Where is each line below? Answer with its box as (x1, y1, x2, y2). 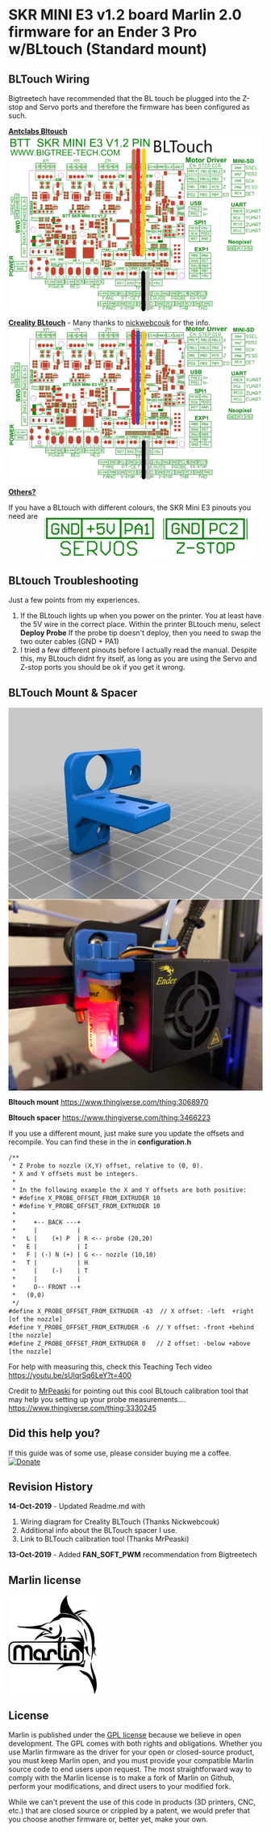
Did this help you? (8, 1426, 101, 1440)
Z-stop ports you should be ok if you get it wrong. (19, 663, 186, 672)
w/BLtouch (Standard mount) (8, 40, 207, 58)
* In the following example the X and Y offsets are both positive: (11, 1186, 248, 1194)
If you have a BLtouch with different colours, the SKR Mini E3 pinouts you (8, 503, 252, 512)
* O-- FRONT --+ (11, 1282, 81, 1291)
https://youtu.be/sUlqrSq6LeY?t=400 (8, 1370, 131, 1379)
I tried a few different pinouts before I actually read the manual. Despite (19, 645, 257, 655)
